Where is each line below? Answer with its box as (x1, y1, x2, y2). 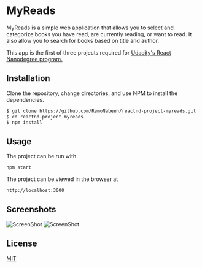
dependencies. (6, 96, 44, 103)
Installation (6, 73, 50, 83)
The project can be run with (6, 153, 77, 160)
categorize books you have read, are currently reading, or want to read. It (6, 30, 192, 37)
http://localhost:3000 (6, 188, 64, 194)
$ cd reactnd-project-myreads (6, 113, 84, 120)
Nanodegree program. (6, 55, 63, 63)
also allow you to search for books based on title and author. (6, 37, 160, 44)
